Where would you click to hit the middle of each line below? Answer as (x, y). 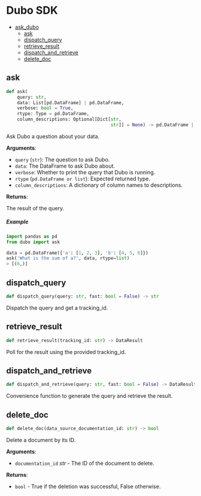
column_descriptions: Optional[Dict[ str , (69, 120)
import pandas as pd (32, 236)
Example (17, 222)
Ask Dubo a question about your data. (53, 136)
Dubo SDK (32, 10)
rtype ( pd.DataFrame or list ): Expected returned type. (83, 179)
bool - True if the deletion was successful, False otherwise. (88, 486)
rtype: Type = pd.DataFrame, (53, 114)
